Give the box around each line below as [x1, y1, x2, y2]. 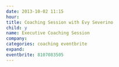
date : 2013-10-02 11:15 [6, 8, 64, 15]
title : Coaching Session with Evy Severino [6, 19, 114, 25]
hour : [6, 14, 19, 20]
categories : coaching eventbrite [6, 41, 87, 47]
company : [6, 36, 27, 41]
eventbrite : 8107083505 [6, 52, 64, 58]
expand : [6, 47, 25, 52]
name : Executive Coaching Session [6, 30, 90, 36]
